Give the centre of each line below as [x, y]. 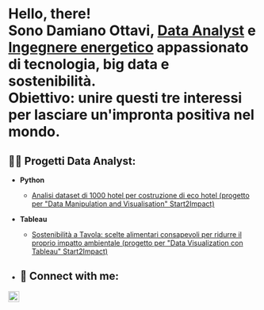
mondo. [34, 132]
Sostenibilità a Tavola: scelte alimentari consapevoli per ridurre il [136, 234]
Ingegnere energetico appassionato [128, 48]
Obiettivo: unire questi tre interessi [125, 98]
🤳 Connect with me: [69, 276]
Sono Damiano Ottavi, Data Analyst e [132, 31]
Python [32, 180]
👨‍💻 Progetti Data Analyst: [72, 161]
